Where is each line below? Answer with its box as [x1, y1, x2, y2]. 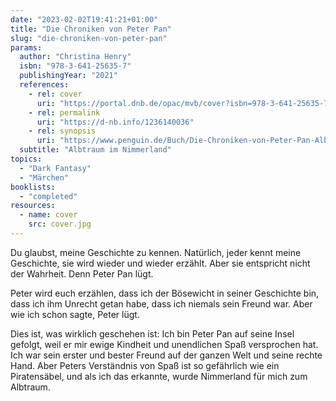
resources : [10, 201, 56, 211]
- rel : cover [28, 89, 83, 99]
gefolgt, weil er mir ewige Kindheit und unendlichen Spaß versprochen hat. [10, 338, 319, 350]
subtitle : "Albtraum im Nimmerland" [19, 145, 172, 155]
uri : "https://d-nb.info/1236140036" [36, 117, 195, 127]
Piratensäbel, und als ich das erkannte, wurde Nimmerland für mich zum [10, 370, 308, 382]
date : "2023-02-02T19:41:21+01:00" [10, 14, 159, 25]
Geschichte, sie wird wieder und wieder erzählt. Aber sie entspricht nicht [10, 257, 311, 269]
